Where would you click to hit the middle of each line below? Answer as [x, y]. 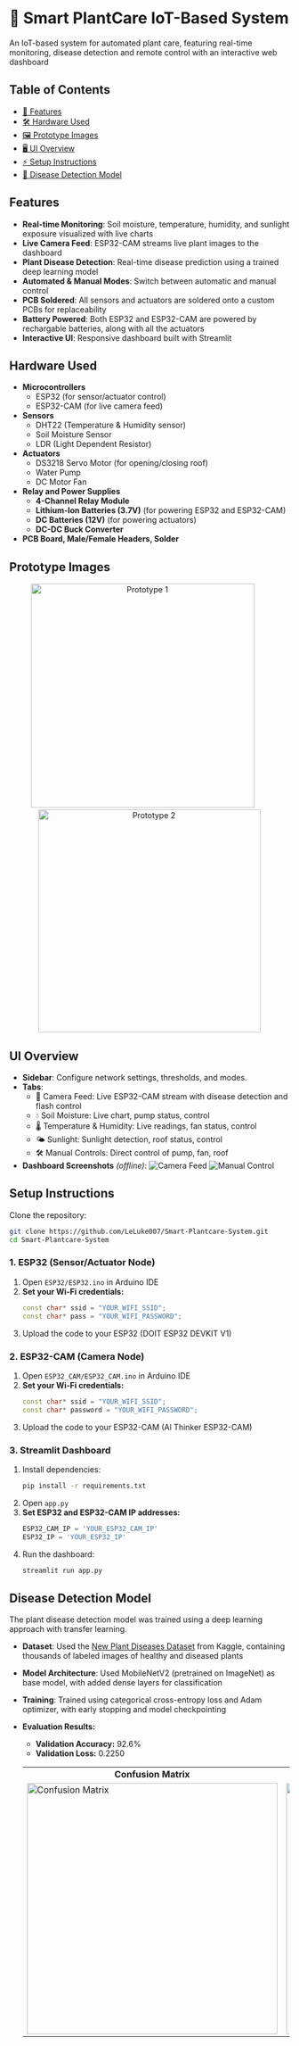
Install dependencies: [61, 1469]
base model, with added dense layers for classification [122, 1683]
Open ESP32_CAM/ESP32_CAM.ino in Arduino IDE [106, 1375]
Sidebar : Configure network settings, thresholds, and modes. [134, 1077]
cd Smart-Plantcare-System [59, 1239]
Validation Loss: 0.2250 [80, 1753]
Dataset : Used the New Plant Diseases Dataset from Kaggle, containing [154, 1646]
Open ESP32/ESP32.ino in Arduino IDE [90, 1282]
